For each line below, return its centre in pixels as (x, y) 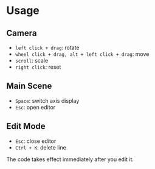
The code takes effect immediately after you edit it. (70, 159)
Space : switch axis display (47, 100)
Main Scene (29, 86)
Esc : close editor (36, 141)
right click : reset (38, 67)
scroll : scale (32, 60)
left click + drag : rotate (47, 47)
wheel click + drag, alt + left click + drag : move (82, 54)
